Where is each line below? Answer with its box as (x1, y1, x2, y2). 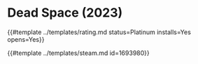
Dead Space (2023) (7, 5, 123, 21)
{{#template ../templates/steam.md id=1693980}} (7, 49, 150, 57)
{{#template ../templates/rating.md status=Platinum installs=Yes (7, 28, 191, 36)
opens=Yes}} (7, 35, 45, 43)
